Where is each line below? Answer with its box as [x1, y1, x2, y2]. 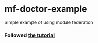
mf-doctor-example [4, 3, 87, 15]
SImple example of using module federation [4, 20, 93, 25]
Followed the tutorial [4, 32, 55, 39]
